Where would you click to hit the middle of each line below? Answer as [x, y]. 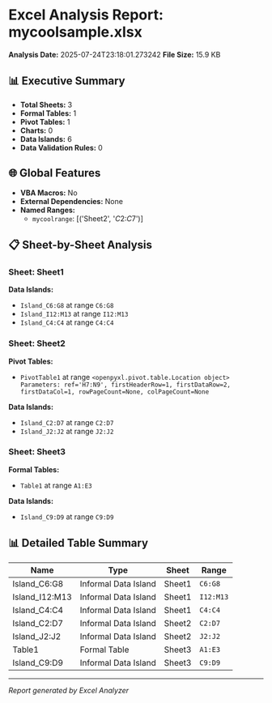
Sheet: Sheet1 [36, 271]
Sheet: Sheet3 [37, 452]
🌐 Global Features [55, 173]
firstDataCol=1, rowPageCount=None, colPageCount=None [115, 392]
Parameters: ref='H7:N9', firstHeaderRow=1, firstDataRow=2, [125, 385]
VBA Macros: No [49, 193]
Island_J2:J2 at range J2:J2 [67, 431]
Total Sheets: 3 [46, 104]
